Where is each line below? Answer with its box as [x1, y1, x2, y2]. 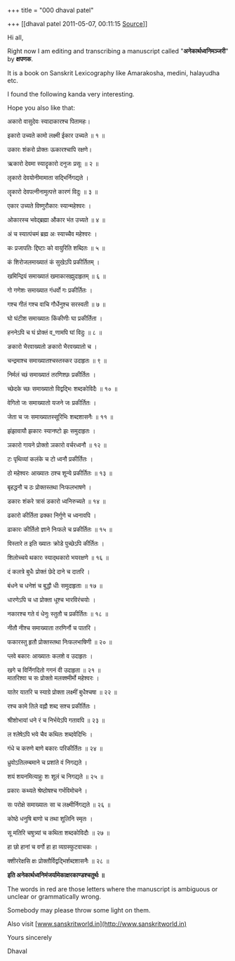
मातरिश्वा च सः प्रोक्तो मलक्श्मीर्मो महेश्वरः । [7, 674, 100, 682]
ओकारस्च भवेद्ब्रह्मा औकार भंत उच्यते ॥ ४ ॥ [7, 216, 105, 224]
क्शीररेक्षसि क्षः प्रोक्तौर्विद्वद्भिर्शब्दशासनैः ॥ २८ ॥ [7, 857, 109, 865]
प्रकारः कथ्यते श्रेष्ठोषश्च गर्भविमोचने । [7, 787, 88, 794]
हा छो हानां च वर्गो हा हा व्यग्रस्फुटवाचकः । [7, 843, 98, 851]
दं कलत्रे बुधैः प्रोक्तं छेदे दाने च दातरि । [7, 568, 90, 575]
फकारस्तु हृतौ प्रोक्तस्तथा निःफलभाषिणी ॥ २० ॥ [7, 638, 112, 646]
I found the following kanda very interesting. [7, 90, 135, 98]
